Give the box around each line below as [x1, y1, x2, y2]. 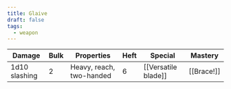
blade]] [143, 71, 167, 81]
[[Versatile [143, 62, 177, 72]
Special [150, 51, 175, 60]
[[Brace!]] [188, 66, 221, 76]
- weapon [13, 29, 38, 36]
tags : [7, 23, 23, 29]
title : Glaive [7, 10, 48, 17]
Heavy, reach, [69, 62, 115, 72]
